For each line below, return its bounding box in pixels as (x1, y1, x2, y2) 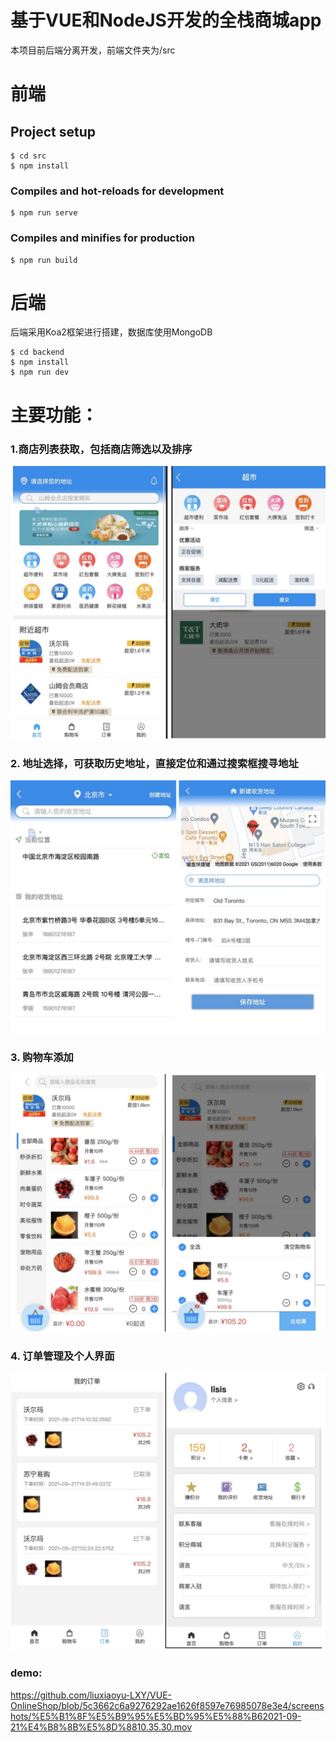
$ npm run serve (10, 208, 78, 218)
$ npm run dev (10, 367, 70, 378)
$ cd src (10, 151, 47, 161)
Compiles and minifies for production (10, 231, 195, 245)
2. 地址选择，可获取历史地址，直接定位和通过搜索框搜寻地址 (10, 756, 299, 770)
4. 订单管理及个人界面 (10, 1349, 115, 1363)
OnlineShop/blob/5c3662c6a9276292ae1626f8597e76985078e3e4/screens (10, 1699, 325, 1711)
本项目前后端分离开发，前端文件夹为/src (10, 44, 176, 56)
